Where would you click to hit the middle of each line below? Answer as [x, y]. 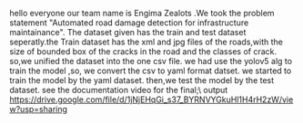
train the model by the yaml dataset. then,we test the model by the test [142, 80]
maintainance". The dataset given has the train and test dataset [128, 32]
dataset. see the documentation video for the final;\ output [119, 90]
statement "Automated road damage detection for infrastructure [129, 23]
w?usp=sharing [39, 109]
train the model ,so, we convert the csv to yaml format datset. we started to [151, 71]
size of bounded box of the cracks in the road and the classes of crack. [143, 52]
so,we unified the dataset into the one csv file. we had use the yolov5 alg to [151, 61]
